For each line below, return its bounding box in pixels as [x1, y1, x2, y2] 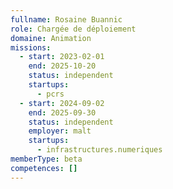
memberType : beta [10, 154, 83, 164]
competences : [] [10, 163, 78, 173]
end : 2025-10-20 [28, 61, 97, 71]
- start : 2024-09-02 [19, 98, 105, 108]
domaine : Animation [10, 33, 92, 43]
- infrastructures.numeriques [36, 145, 163, 155]
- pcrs [36, 89, 65, 99]
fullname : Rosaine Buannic [10, 14, 123, 25]
